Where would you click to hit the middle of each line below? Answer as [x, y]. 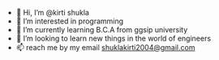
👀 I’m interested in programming [70, 21]
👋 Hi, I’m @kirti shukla [52, 13]
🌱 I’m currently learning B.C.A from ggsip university [102, 30]
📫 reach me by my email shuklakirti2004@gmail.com [105, 47]
